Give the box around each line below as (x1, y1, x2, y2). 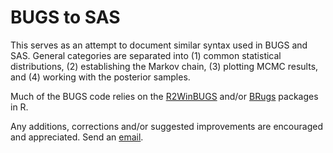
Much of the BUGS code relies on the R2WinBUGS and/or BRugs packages (10, 90, 319, 102)
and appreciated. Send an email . (10, 131, 144, 143)
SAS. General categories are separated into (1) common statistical (10, 49, 282, 61)
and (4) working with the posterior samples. (10, 71, 191, 83)
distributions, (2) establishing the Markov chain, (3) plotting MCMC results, (10, 60, 319, 72)
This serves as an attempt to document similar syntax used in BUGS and (10, 39, 308, 51)
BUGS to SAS (10, 6, 121, 29)
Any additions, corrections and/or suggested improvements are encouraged (10, 120, 323, 132)
